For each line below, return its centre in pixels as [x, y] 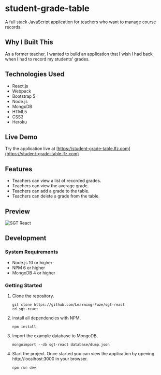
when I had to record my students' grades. [47, 59]
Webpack [22, 91]
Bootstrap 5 [24, 96]
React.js [20, 86]
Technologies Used [35, 74]
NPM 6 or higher [29, 268]
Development [26, 238]
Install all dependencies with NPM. [46, 318]
